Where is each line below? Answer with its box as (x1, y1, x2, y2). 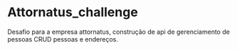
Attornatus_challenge (7, 4, 139, 20)
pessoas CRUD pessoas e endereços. (7, 35, 119, 43)
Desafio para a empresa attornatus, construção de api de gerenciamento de (7, 27, 230, 36)
